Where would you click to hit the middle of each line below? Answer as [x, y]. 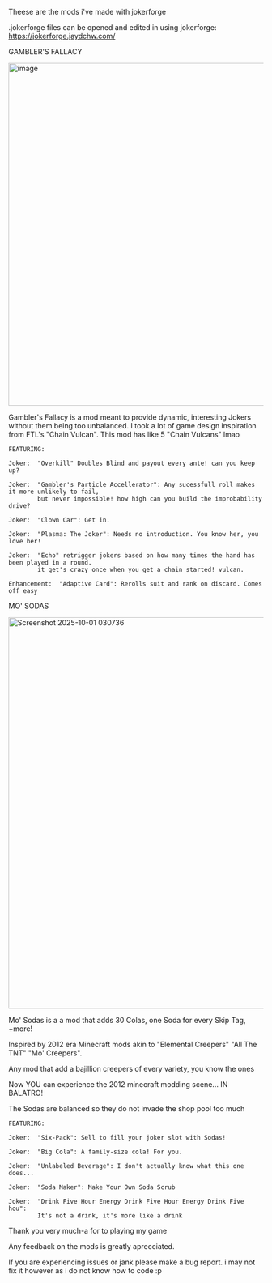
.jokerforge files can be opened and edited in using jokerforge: [113, 27]
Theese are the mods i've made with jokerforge [87, 12]
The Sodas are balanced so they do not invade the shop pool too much [127, 1108]
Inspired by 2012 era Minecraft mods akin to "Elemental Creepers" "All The [133, 1044]
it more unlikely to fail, [54, 492]
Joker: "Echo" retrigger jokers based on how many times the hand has [132, 556]
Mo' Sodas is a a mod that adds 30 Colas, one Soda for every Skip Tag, [127, 1020]
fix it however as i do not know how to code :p [85, 1270]
